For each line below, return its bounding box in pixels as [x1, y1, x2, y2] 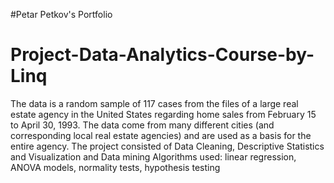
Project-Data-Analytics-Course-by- [10, 44, 315, 66]
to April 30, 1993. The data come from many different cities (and [10, 119, 275, 131]
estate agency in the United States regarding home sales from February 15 [10, 108, 317, 120]
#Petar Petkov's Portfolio [10, 9, 113, 20]
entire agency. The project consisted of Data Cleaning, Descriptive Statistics [10, 140, 325, 152]
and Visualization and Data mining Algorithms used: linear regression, [10, 150, 297, 163]
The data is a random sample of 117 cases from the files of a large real [10, 97, 299, 109]
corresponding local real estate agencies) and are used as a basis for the [10, 129, 312, 141]
